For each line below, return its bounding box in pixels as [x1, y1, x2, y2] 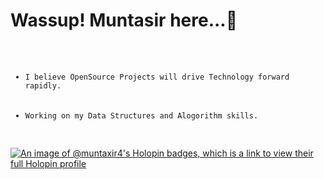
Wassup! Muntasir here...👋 [10, 9, 238, 32]
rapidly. [24, 80, 62, 91]
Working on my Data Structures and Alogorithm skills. [24, 110, 259, 121]
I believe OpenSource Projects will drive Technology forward [24, 72, 290, 82]
